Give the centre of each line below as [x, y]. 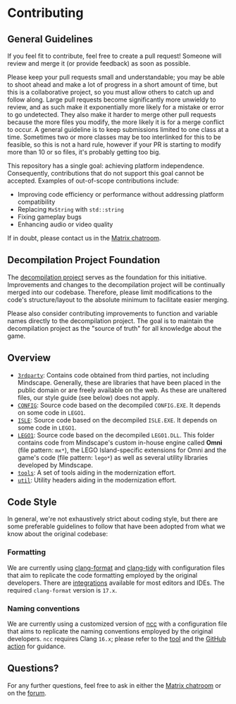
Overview [29, 358]
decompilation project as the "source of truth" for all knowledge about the [114, 328]
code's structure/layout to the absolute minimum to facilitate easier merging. [118, 299]
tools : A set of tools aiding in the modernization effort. [97, 472]
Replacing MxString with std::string [71, 209]
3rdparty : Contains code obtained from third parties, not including [113, 375]
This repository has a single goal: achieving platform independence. [106, 166]
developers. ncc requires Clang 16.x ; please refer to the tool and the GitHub [117, 639]
